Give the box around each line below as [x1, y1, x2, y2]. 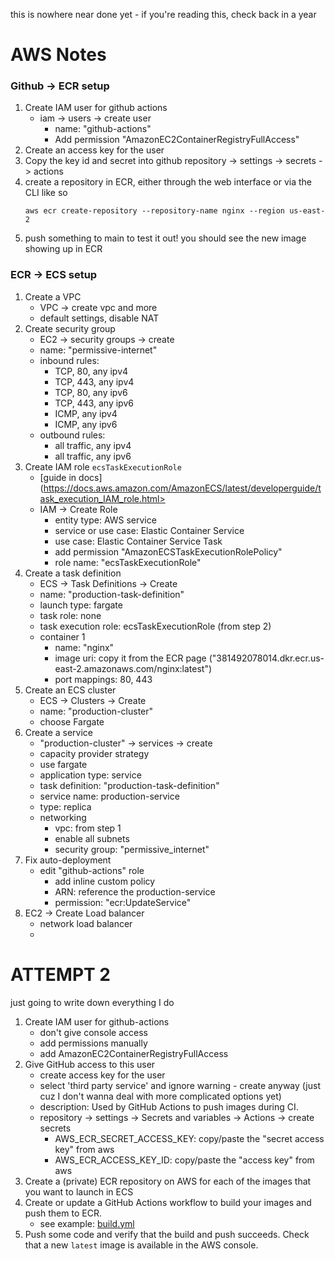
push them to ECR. [24, 1207, 102, 1219]
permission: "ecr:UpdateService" [54, 896, 192, 908]
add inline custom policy [54, 875, 156, 887]
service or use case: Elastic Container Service [54, 524, 245, 536]
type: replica [39, 800, 92, 813]
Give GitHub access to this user [24, 1058, 156, 1070]
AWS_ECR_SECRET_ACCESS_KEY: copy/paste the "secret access [54, 1132, 325, 1144]
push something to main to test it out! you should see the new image [24, 232, 307, 244]
